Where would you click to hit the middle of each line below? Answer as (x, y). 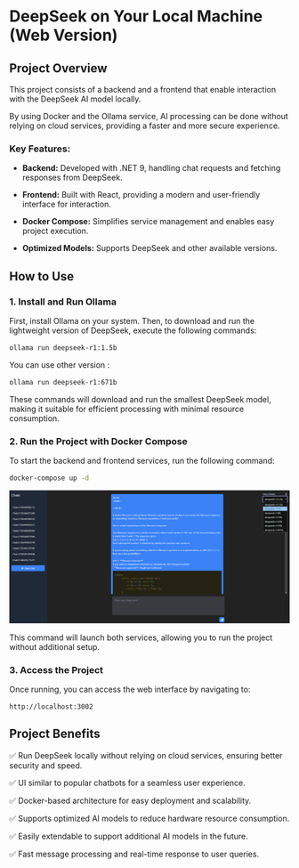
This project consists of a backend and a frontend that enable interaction (143, 89)
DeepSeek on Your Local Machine (136, 16)
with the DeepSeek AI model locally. (75, 99)
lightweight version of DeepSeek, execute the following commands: (133, 330)
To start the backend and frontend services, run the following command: (142, 461)
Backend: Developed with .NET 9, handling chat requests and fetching (151, 168)
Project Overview (58, 68)
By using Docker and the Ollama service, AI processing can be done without (149, 116)
